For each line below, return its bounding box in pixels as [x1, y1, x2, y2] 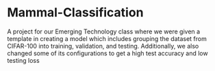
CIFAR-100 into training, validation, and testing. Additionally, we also [7, 42, 199, 50]
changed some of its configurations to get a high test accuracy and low [7, 49, 208, 57]
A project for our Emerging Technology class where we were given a [7, 27, 201, 35]
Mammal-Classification [7, 5, 144, 20]
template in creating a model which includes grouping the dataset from [7, 34, 207, 42]
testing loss [7, 56, 40, 64]
